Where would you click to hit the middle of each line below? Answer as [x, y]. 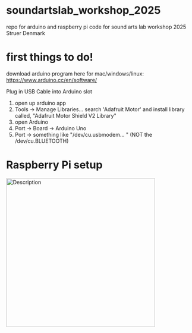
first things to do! [50, 57]
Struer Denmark [26, 33]
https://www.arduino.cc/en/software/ [52, 80]
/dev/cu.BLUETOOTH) [42, 141]
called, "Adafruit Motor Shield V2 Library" [66, 115]
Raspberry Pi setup [54, 165]
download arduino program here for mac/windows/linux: [75, 73]
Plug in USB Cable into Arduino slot [49, 91]
